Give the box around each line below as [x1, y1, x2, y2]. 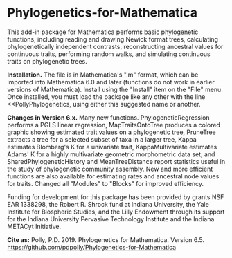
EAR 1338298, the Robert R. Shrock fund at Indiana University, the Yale [7, 200, 209, 208]
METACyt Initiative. [7, 222, 61, 230]
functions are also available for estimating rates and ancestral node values [7, 172, 220, 181]
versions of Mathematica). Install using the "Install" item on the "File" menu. [7, 85, 223, 93]
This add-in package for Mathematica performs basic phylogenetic [7, 28, 199, 36]
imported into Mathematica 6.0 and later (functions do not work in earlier [7, 77, 215, 86]
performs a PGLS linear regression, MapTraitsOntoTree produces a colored [7, 120, 220, 129]
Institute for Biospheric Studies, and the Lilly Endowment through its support [7, 208, 225, 216]
